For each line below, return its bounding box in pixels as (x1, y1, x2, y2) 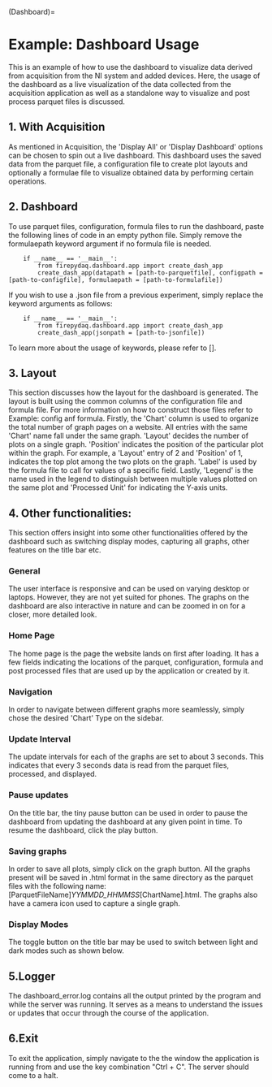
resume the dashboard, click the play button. (8, 825, 158, 835)
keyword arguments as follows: (8, 298, 113, 308)
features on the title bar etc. (8, 545, 101, 555)
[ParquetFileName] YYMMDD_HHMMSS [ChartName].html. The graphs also (8, 890, 258, 899)
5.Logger (8, 969, 55, 983)
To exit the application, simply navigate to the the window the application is (8, 1053, 260, 1063)
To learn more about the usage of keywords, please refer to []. (8, 343, 217, 353)
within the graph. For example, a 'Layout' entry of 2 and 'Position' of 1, (8, 448, 244, 458)
